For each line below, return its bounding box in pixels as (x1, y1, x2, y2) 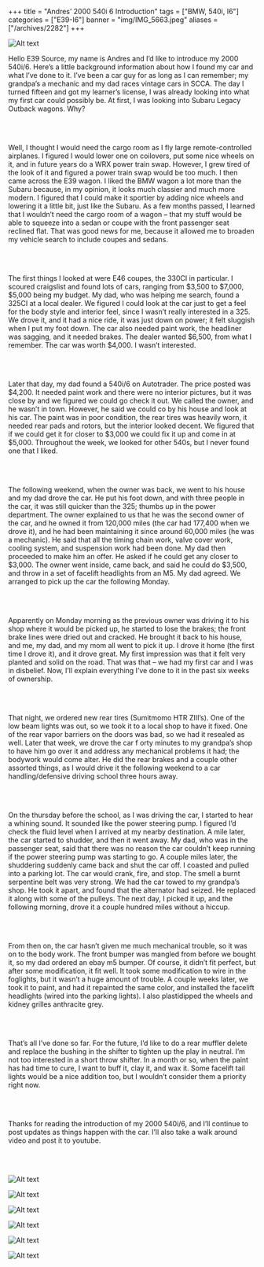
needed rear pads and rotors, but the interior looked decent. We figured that (8, 421, 255, 430)
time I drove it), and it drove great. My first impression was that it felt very (8, 649, 246, 658)
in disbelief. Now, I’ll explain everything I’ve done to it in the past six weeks (8, 666, 250, 675)
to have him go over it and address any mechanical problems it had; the (8, 746, 240, 756)
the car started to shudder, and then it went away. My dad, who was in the (8, 835, 249, 845)
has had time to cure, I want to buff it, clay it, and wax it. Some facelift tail (8, 1063, 246, 1073)
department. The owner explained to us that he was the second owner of (8, 510, 245, 519)
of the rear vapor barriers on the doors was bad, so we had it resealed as (8, 730, 245, 738)
